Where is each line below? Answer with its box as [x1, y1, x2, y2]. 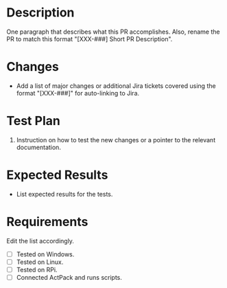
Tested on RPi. [16, 265, 58, 274]
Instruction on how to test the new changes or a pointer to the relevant [16, 135, 216, 144]
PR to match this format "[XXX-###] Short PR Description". [6, 34, 173, 43]
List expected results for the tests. [16, 190, 113, 198]
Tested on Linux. [16, 258, 64, 266]
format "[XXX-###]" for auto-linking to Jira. [16, 89, 140, 97]
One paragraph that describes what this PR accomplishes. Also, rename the [6, 27, 220, 36]
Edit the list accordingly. [6, 236, 75, 245]
